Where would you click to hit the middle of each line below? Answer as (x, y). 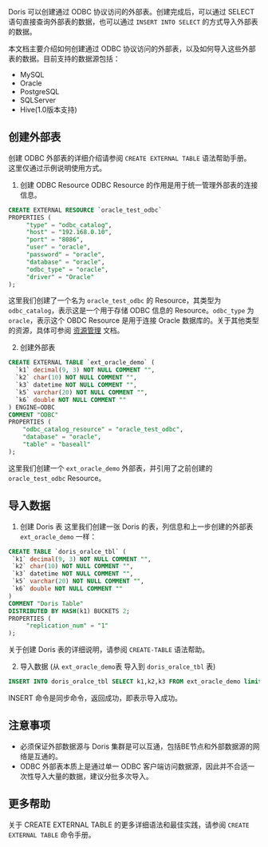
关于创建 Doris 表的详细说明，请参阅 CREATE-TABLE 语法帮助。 (109, 650)
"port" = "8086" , (55, 240)
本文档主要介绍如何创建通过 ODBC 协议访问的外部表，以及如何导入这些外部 (132, 49)
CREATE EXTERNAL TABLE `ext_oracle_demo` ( (82, 363)
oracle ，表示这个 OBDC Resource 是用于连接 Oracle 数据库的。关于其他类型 (134, 320)
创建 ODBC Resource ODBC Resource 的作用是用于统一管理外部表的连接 (139, 185)
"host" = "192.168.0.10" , (69, 233)
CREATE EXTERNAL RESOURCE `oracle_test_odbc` (85, 210)
